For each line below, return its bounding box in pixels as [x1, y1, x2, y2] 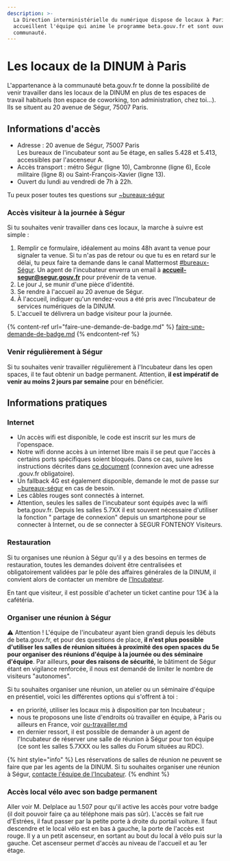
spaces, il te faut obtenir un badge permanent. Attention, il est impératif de [7, 370, 219, 378]
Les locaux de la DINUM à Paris [7, 59, 187, 74]
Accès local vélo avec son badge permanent [7, 787, 157, 797]
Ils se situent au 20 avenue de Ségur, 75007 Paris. [7, 103, 149, 112]
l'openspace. [16, 440, 54, 449]
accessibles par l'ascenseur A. [16, 155, 104, 164]
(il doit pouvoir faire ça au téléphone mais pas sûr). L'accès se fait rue [7, 810, 204, 819]
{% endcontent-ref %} [76, 330, 140, 338]
